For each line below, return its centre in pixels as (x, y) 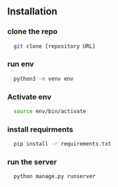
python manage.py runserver (55, 176)
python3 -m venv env (44, 79)
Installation (32, 12)
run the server (32, 162)
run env (21, 64)
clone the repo (33, 32)
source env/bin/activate (50, 112)
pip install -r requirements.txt (63, 144)
